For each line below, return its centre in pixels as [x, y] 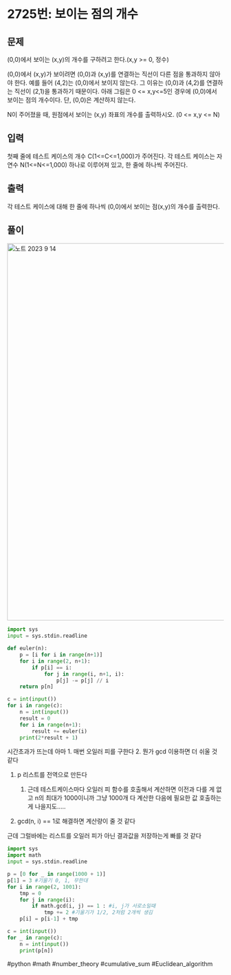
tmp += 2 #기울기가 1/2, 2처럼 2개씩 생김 [98, 912]
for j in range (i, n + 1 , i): [84, 674]
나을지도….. [51, 806]
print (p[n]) [36, 950]
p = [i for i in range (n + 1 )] [61, 655]
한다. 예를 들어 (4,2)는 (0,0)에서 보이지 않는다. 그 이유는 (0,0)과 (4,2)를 [109, 83]
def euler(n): [27, 649]
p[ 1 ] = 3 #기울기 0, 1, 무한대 [47, 880]
